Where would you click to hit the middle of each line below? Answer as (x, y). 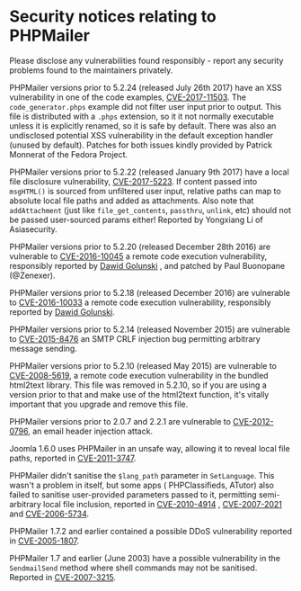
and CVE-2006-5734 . (49, 514)
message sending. (44, 348)
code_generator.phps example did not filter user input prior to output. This (145, 106)
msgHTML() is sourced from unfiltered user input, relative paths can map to (145, 191)
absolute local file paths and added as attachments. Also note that (132, 201)
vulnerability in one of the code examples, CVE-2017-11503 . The (128, 97)
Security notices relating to (113, 17)
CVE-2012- (253, 421)
